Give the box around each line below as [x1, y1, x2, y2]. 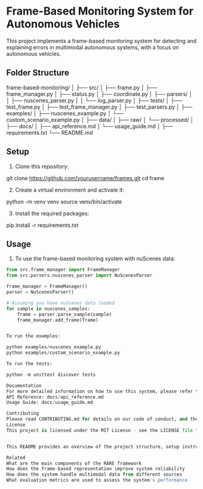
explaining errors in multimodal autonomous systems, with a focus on [6, 44, 179, 51]
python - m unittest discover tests [6, 371, 96, 377]
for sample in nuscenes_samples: [6, 305, 91, 312]
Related [6, 454, 26, 460]
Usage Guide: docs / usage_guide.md [6, 399, 94, 406]
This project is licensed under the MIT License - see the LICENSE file [6, 427, 193, 433]
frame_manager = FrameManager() [6, 283, 88, 289]
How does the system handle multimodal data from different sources [6, 471, 182, 477]
